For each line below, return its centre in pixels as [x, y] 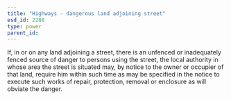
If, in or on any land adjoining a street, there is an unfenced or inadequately [114, 52]
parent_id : [23, 33]
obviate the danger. [35, 89]
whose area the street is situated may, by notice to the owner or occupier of [115, 67]
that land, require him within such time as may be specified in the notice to [113, 74]
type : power [24, 26]
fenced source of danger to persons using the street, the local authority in [113, 60]
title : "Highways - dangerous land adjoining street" [87, 13]
